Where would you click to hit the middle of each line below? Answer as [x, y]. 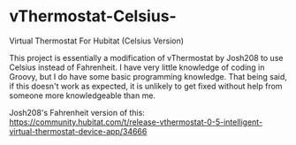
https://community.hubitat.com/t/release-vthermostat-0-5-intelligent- [136, 122]
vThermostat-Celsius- [93, 16]
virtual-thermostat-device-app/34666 [78, 131]
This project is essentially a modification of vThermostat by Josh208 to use [146, 57]
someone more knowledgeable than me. [83, 95]
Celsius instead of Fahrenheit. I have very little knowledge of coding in [137, 67]
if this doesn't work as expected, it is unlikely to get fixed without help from [146, 86]
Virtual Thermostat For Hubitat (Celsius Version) [96, 41]
